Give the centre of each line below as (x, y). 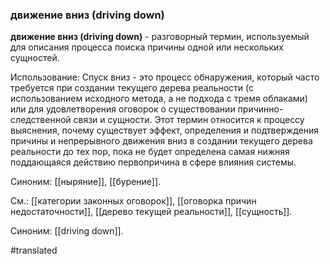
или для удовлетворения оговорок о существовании (123, 109)
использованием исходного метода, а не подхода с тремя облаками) (159, 99)
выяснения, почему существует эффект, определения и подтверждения (165, 130)
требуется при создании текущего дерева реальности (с (132, 88)
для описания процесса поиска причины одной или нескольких (147, 47)
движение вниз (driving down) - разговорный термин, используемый (160, 37)
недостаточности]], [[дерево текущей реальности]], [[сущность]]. (151, 212)
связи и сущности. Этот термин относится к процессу (189, 120)
